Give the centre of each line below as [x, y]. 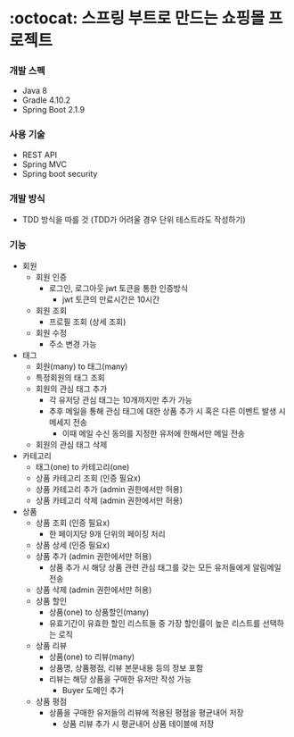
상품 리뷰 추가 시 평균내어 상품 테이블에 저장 [138, 724]
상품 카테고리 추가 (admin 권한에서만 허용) [109, 490]
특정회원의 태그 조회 [70, 378]
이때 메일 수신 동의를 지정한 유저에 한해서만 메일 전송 [153, 433]
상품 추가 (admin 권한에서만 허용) [94, 557]
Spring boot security [60, 173]
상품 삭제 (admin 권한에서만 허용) [94, 590]
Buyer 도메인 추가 [93, 691]
